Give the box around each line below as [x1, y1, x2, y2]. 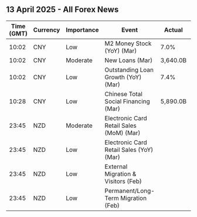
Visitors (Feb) [104, 177, 142, 185]
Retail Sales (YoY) [104, 145, 154, 154]
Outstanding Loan [104, 66, 154, 74]
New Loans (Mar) [104, 56, 153, 64]
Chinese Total [104, 90, 142, 98]
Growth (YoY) [104, 73, 142, 81]
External [104, 162, 128, 171]
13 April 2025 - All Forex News [6, 5, 119, 15]
